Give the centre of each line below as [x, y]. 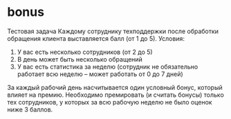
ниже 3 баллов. [30, 109]
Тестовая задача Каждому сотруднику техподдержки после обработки [113, 31]
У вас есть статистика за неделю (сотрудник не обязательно [108, 66]
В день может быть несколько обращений [80, 59]
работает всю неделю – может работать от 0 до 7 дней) [100, 74]
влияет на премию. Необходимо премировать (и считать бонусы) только [116, 95]
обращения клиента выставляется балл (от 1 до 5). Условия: [96, 38]
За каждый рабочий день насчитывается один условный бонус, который [115, 87]
